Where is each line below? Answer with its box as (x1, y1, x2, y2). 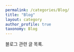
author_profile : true (5, 21, 52, 27)
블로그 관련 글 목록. (5, 41, 43, 47)
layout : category (5, 17, 42, 22)
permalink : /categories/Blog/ (5, 7, 70, 13)
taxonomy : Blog (5, 27, 38, 32)
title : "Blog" (5, 12, 36, 17)
